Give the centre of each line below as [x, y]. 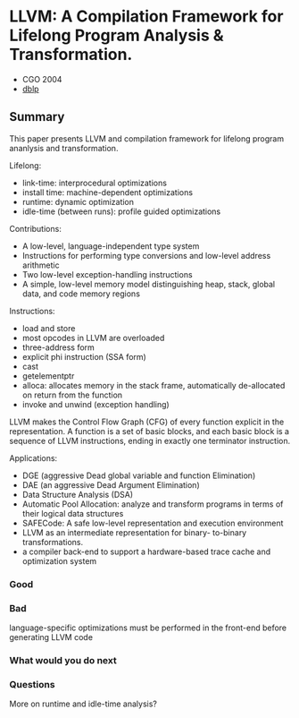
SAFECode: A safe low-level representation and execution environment [153, 523]
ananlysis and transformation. [64, 148]
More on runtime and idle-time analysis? [83, 704]
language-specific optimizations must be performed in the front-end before [148, 628]
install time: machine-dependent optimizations [108, 192]
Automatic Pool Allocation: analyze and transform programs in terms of [153, 504]
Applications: [33, 457]
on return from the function [72, 395]
